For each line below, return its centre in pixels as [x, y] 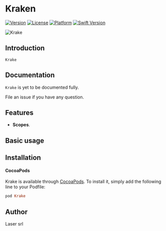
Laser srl [14, 224]
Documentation [30, 75]
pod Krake [16, 196]
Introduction [25, 48]
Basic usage [25, 140]
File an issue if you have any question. [45, 97]
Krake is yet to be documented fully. [42, 87]
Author [16, 212]
